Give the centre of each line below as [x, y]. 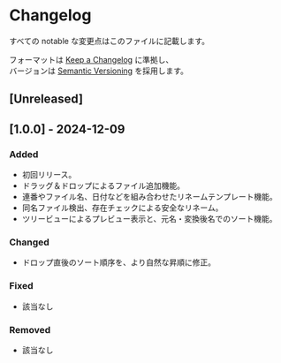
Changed [30, 242]
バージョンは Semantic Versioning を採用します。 [99, 71]
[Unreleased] [46, 99]
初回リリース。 [49, 175]
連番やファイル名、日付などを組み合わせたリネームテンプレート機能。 [149, 197]
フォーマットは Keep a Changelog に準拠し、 [91, 59]
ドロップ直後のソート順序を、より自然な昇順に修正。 [119, 262]
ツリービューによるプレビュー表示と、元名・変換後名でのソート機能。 [149, 219]
